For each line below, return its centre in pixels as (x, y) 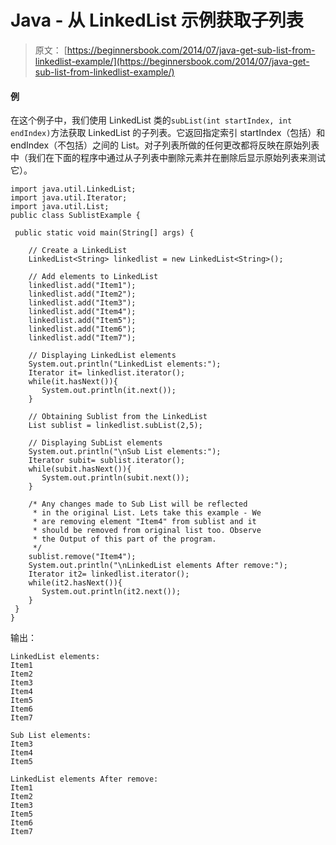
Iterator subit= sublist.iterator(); (107, 461)
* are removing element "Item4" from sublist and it (144, 522)
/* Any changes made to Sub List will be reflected (138, 504)
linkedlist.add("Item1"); (82, 286)
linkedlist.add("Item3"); (82, 303)
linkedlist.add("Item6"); (82, 329)
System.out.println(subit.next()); (115, 478)
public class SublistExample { (75, 216)
